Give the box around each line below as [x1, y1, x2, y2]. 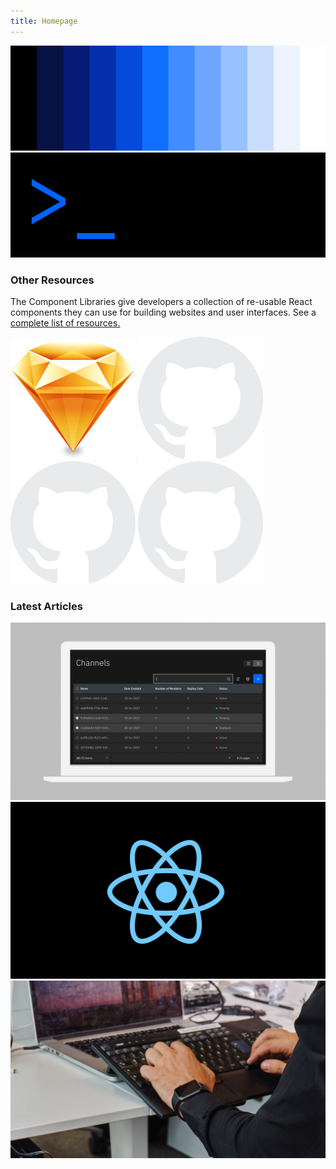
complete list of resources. [10, 316, 121, 329]
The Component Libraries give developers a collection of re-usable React [10, 295, 313, 307]
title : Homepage [10, 16, 78, 26]
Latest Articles [10, 599, 83, 613]
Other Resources [10, 273, 95, 287]
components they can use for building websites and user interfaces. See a [10, 306, 317, 318]
